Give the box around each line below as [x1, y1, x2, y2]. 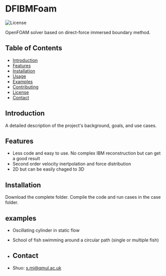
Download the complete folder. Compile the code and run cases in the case [5, 194, 161, 200]
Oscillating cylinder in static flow [12, 227, 80, 233]
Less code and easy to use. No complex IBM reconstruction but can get [12, 150, 161, 156]
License [12, 89, 29, 95]
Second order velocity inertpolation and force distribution [12, 161, 131, 167]
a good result [12, 156, 40, 162]
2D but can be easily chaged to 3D [12, 166, 84, 172]
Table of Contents [5, 44, 63, 53]
